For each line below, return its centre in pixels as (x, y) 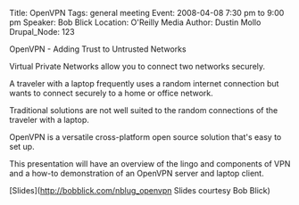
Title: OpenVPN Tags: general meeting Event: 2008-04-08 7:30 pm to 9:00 (147, 13)
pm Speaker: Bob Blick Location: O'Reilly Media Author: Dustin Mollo (135, 22)
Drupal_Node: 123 (42, 32)
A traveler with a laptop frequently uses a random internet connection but (144, 83)
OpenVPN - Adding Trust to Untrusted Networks (98, 49)
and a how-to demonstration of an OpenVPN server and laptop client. (137, 173)
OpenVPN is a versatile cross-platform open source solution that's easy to (145, 137)
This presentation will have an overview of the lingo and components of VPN (150, 164)
